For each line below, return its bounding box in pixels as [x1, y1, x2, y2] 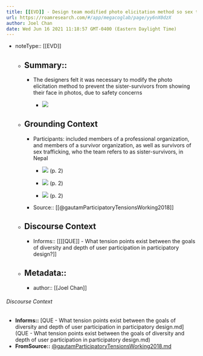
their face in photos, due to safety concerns [33, 89, 143, 96]
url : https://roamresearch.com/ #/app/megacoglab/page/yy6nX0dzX [6, 15, 172, 21]
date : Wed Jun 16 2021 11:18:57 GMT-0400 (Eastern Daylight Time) [6, 25, 177, 32]
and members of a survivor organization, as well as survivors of [33, 141, 192, 149]
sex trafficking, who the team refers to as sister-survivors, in [33, 148, 184, 155]
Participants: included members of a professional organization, [33, 135, 190, 143]
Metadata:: [24, 268, 67, 278]
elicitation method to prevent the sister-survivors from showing [33, 82, 190, 90]
